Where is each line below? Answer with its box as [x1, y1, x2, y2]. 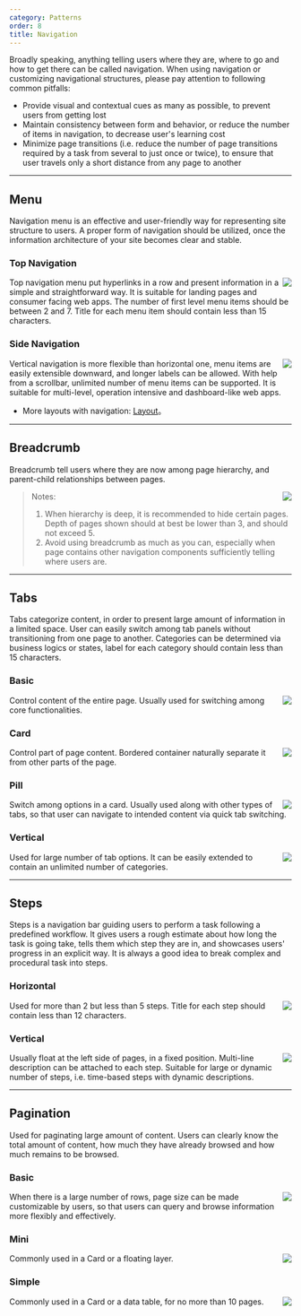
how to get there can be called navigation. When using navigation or [9, 64, 262, 74]
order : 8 [9, 22, 42, 30]
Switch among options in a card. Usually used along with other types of [9, 800, 273, 810]
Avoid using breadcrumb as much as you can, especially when [44, 537, 276, 548]
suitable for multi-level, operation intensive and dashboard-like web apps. [9, 386, 282, 397]
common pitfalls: [9, 82, 71, 94]
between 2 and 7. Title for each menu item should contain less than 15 [9, 306, 267, 316]
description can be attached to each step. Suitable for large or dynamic [9, 1062, 272, 1072]
